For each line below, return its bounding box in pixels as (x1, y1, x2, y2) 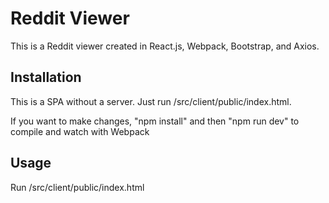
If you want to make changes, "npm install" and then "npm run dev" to (10, 115, 300, 127)
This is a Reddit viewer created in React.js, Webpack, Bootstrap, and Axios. (10, 40, 320, 52)
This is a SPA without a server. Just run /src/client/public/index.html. (10, 95, 292, 107)
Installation (10, 69, 82, 86)
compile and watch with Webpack (10, 125, 150, 137)
